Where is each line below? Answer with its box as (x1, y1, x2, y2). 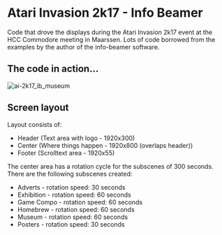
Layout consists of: (7, 120, 62, 128)
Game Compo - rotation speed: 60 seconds (17, 197, 143, 206)
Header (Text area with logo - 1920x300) (17, 134, 135, 142)
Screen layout (7, 102, 69, 114)
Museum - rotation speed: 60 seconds (17, 213, 128, 221)
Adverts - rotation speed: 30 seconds (17, 183, 126, 191)
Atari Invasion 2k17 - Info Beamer (7, 5, 204, 21)
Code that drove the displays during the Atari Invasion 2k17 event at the (7, 28, 213, 36)
